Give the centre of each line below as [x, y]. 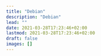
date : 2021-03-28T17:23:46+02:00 [47, 28]
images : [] [19, 44]
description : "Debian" [34, 17]
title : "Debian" [26, 11]
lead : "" [17, 22]
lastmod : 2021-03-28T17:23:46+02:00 [50, 33]
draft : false [22, 38]
